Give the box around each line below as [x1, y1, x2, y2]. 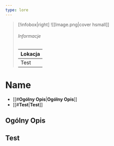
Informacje [17, 33, 41, 39]
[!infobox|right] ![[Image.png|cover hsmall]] [17, 21, 109, 27]
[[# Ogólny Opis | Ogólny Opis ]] [12, 96, 78, 102]
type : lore [5, 7, 29, 13]
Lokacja [20, 50, 40, 57]
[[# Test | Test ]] [12, 101, 43, 107]
